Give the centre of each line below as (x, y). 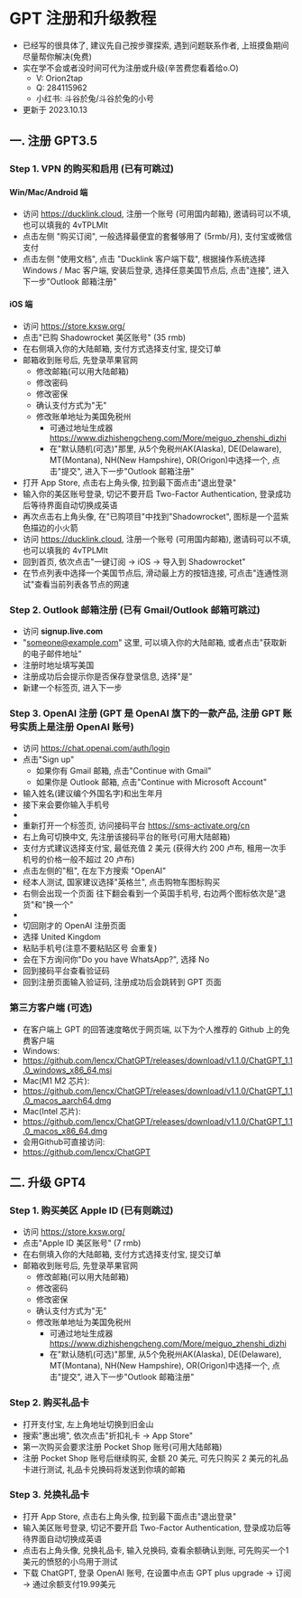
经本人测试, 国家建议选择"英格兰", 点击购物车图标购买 (121, 882)
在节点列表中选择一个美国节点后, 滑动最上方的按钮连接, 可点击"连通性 (151, 573)
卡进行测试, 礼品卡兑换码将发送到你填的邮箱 (104, 1469)
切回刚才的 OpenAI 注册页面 (74, 926)
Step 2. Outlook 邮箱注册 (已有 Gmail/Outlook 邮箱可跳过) (135, 609)
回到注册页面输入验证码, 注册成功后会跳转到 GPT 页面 (122, 982)
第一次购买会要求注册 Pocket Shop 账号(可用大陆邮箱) (122, 1446)
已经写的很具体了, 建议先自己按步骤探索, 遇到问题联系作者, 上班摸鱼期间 (156, 45)
